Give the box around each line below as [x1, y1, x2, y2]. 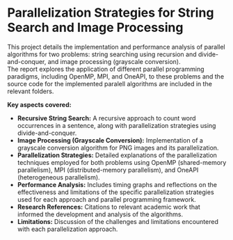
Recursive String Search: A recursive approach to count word [17, 113, 196, 122]
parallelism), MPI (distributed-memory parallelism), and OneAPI [17, 166, 199, 174]
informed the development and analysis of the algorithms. [17, 210, 183, 218]
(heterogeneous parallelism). [17, 173, 100, 182]
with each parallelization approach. [17, 225, 118, 233]
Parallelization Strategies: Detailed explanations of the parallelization [17, 151, 218, 159]
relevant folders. [7, 87, 54, 95]
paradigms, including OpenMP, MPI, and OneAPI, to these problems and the [7, 72, 225, 81]
